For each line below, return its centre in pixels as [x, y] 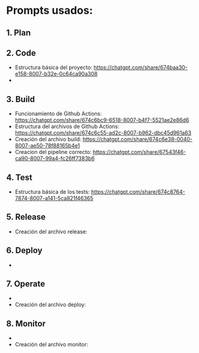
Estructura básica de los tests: [52, 192]
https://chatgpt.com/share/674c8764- [138, 192]
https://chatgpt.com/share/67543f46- [139, 152]
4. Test [19, 177]
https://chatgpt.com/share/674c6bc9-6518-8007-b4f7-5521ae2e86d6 [102, 120]
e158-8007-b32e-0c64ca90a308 [56, 74]
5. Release [26, 217]
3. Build [21, 99]
